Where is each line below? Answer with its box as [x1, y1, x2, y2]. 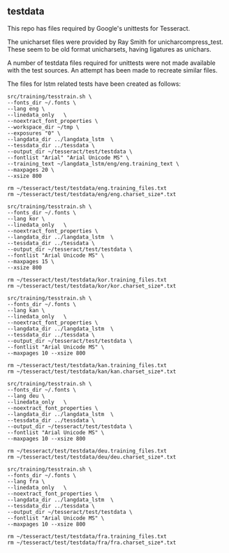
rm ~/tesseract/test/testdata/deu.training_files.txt [7, 447, 168, 455]
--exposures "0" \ [7, 129, 61, 137]
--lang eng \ [7, 105, 45, 112]
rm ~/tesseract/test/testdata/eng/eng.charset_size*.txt [7, 191, 177, 198]
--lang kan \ [7, 307, 45, 314]
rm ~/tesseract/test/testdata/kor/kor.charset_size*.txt [7, 282, 177, 289]
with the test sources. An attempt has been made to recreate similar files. [7, 66, 218, 74]
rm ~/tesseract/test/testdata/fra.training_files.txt [7, 533, 168, 540]
